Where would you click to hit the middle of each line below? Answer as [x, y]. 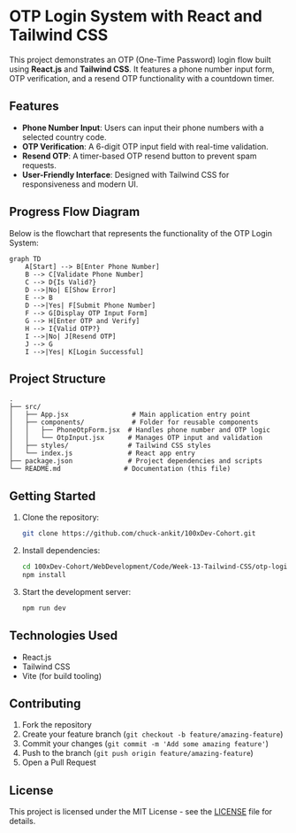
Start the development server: [76, 591]
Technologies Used [63, 636]
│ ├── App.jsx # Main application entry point [130, 415]
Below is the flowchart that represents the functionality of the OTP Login [140, 233]
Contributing [45, 703]
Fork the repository [57, 725]
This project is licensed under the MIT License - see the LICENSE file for [140, 812]
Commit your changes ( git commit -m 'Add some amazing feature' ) [145, 744]
